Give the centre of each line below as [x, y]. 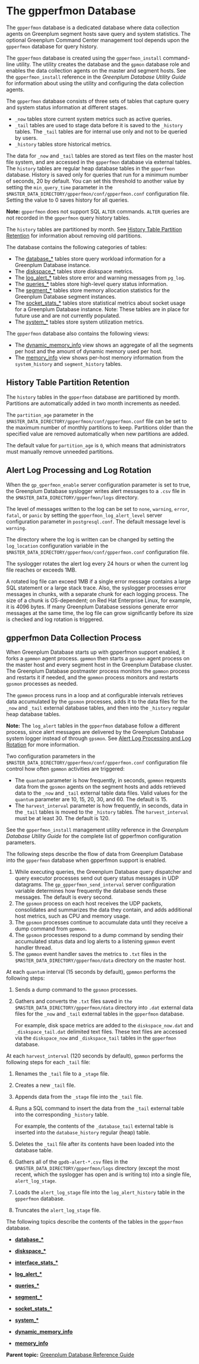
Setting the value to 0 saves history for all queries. [68, 200]
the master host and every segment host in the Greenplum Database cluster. [99, 665]
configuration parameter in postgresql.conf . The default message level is [96, 521]
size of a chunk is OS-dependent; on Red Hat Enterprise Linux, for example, [99, 600]
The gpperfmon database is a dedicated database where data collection [93, 27]
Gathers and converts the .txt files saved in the [73, 1001]
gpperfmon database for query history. [52, 46]
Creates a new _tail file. [45, 1085]
